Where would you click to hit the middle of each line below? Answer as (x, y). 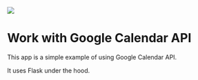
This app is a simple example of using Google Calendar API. (92, 57)
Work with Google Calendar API (99, 38)
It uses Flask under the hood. (49, 70)
